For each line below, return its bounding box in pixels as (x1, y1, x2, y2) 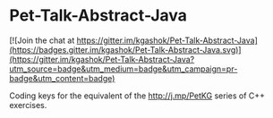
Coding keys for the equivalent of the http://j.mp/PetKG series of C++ (9, 90, 266, 101)
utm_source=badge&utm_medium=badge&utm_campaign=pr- (9, 63, 238, 74)
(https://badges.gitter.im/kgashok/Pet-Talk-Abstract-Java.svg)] (9, 44, 242, 55)
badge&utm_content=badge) (9, 72, 115, 83)
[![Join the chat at (9, 35, 75, 46)
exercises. (9, 99, 47, 110)
